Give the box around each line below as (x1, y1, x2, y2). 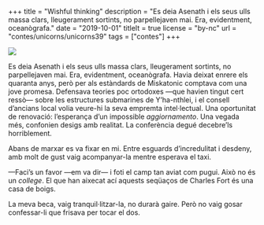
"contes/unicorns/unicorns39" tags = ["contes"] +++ (8, 31, 180, 41)
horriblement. (8, 129, 53, 138)
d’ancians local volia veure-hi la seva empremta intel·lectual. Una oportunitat (8, 104, 256, 112)
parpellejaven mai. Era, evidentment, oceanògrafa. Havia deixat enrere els (8, 70, 248, 79)
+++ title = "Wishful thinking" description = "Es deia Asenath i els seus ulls (8, 7, 251, 16)
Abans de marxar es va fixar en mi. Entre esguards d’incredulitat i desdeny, (8, 144, 252, 153)
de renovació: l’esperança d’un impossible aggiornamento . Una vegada (8, 112, 240, 121)
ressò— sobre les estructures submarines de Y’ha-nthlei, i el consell (8, 95, 230, 105)
